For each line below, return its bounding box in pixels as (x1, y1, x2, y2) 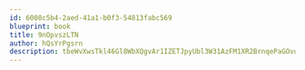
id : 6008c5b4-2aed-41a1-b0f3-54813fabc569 (9, 13, 172, 23)
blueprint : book (9, 22, 71, 31)
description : (9, 47, 59, 56)
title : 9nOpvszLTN (9, 30, 79, 39)
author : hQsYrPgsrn (9, 38, 84, 48)
